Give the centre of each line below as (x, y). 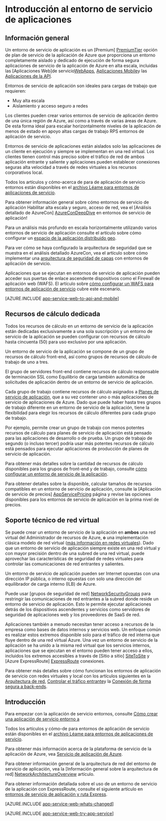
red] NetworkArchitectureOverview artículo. (50, 774)
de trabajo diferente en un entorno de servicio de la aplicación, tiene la (77, 407)
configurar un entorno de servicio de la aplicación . (57, 474)
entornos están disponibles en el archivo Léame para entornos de (72, 187)
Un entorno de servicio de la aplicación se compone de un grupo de (75, 351)
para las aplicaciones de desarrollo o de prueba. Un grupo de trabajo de (79, 438)
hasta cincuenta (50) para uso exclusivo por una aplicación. (66, 342)
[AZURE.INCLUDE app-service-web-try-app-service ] (59, 814)
